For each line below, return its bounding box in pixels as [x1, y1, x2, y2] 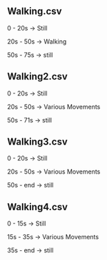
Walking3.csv [7, 136, 68, 148]
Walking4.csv [7, 201, 68, 213]
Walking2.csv [7, 71, 68, 82]
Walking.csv [7, 6, 62, 17]
